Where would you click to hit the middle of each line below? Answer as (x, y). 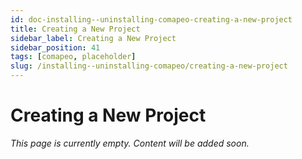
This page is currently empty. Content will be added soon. (130, 143)
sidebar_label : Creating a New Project (93, 38)
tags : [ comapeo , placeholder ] (73, 57)
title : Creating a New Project (75, 29)
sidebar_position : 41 (55, 47)
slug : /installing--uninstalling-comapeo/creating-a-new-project (149, 66)
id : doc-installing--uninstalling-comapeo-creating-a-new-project (151, 19)
